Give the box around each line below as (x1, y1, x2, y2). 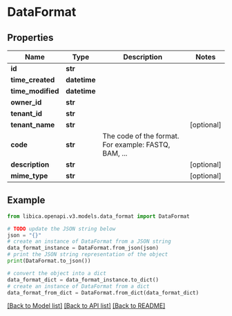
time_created (10, 75, 55, 84)
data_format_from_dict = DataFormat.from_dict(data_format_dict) (7, 289, 199, 296)
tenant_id (10, 109, 43, 118)
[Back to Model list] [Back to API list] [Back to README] (7, 301, 166, 310)
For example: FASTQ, (102, 140, 171, 149)
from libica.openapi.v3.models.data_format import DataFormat (7, 212, 190, 220)
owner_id (10, 97, 42, 107)
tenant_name (10, 120, 55, 129)
